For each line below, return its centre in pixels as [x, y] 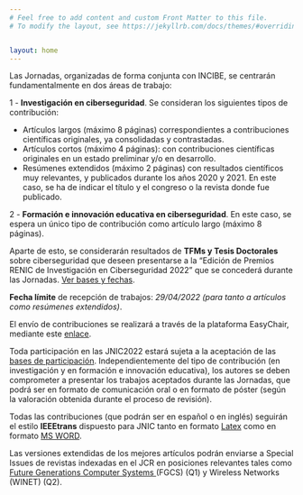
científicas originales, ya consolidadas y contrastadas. [123, 140]
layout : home [34, 50]
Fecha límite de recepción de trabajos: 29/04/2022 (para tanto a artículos [148, 298]
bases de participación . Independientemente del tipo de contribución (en [145, 361]
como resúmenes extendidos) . [66, 307]
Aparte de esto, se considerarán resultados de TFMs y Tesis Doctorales [144, 251]
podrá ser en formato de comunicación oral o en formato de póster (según [148, 390]
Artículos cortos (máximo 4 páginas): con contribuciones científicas [148, 149]
